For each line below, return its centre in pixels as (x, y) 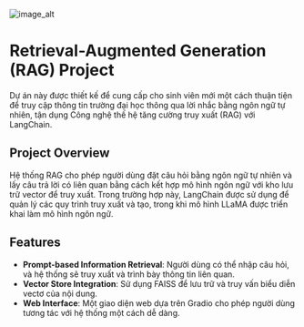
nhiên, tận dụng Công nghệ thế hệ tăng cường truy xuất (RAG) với (132, 115)
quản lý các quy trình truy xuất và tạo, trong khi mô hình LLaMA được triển (149, 204)
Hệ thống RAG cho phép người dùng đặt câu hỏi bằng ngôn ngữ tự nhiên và (151, 175)
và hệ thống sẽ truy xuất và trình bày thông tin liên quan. (128, 274)
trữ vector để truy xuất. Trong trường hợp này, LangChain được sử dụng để (149, 194)
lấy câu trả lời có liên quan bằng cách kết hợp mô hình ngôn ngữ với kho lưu (152, 184)
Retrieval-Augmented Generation (138, 51)
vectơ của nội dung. (60, 293)
